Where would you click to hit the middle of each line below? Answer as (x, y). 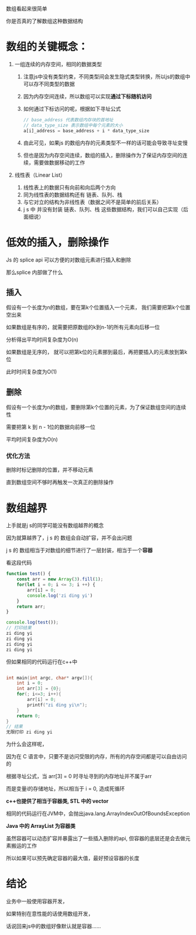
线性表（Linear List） (40, 175)
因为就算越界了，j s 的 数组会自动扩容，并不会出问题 (69, 538)
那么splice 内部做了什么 (35, 272)
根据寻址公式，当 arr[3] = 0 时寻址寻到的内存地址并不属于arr (79, 776)
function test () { (28, 574)
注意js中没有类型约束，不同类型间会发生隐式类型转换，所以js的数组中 (107, 76)
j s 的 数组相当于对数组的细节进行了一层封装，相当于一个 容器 (80, 550)
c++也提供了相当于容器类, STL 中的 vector (57, 801)
